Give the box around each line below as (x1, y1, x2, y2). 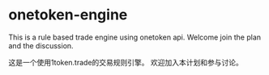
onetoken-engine (8, 6, 128, 24)
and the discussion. (8, 40, 75, 50)
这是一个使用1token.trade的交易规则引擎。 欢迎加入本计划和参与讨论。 (8, 57, 243, 67)
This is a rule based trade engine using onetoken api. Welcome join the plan (8, 32, 262, 42)
